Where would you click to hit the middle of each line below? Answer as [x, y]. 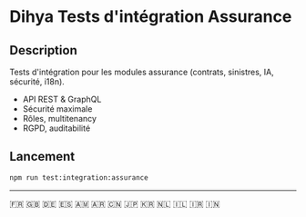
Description [43, 50]
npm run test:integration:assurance [79, 178]
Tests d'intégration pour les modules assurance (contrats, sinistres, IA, [142, 72]
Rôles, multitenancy [60, 118]
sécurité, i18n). [37, 82]
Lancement [42, 157]
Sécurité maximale [57, 109]
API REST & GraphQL [62, 99]
